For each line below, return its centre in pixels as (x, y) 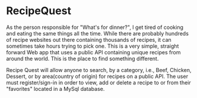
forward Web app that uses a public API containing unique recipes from (93, 52)
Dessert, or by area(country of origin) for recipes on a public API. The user (97, 76)
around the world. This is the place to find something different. (82, 58)
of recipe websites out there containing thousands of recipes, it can (89, 40)
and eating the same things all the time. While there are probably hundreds (97, 33)
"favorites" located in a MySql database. (55, 89)
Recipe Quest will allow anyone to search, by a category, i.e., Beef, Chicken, (99, 70)
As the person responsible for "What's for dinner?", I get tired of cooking (95, 27)
